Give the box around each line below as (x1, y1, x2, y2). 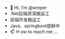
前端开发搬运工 (9, 17, 41, 22)
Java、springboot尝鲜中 (9, 23, 60, 29)
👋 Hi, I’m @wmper (9, 5, 47, 10)
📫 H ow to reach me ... (9, 29, 58, 35)
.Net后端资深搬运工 (9, 10, 50, 16)
